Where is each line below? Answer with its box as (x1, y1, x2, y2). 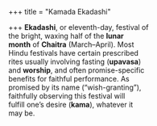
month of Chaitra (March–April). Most (8, 40, 134, 49)
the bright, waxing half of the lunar (8, 31, 125, 40)
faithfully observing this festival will (8, 91, 126, 100)
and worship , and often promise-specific (8, 65, 145, 75)
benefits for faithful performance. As (8, 74, 130, 83)
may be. (8, 108, 35, 118)
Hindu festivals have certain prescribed (8, 48, 139, 57)
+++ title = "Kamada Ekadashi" (8, 7, 111, 16)
